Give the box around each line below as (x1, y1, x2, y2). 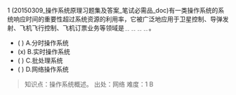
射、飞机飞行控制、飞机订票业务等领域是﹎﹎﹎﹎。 (7, 24, 155, 32)
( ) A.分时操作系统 (17, 39, 69, 47)
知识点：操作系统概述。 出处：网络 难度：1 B (24, 80, 154, 88)
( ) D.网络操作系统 (17, 65, 69, 73)
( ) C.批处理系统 (17, 56, 63, 65)
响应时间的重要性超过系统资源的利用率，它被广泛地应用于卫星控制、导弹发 (13, 15, 229, 23)
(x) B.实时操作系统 (17, 48, 70, 56)
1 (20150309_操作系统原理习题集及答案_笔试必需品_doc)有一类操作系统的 (7, 6, 218, 14)
